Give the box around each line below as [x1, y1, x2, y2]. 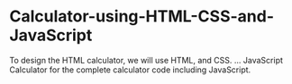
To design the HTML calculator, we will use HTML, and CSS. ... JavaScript [9, 55, 284, 65]
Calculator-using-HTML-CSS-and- [9, 6, 275, 27]
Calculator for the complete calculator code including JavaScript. [9, 64, 251, 75]
